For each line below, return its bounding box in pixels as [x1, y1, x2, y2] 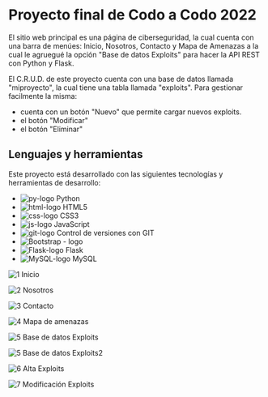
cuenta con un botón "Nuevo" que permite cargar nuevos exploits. [19, 107, 242, 117]
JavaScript [53, 219, 90, 228]
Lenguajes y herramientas [8, 147, 143, 161]
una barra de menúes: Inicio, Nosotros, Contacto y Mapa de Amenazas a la [8, 41, 259, 50]
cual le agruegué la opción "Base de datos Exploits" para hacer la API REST [8, 49, 261, 59]
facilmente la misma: [8, 91, 78, 100]
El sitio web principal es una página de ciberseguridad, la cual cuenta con [8, 32, 254, 42]
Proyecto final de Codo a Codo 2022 [8, 6, 257, 24]
